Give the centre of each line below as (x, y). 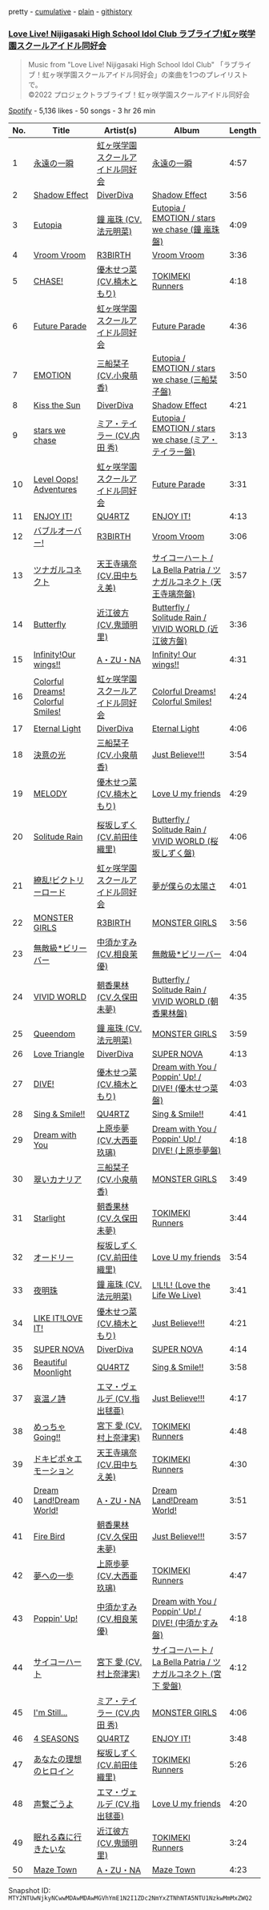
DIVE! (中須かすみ (185, 1623)
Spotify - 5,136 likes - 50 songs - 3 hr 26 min (82, 111)
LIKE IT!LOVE (58, 1318)
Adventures (55, 489)
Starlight (49, 1218)
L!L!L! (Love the (181, 1285)
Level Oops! (56, 480)
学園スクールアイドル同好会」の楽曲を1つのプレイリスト (155, 74)
